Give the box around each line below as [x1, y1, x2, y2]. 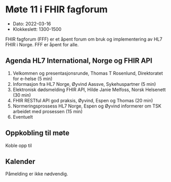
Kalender [5, 157, 35, 166]
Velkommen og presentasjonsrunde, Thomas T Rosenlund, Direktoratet [12, 70, 163, 76]
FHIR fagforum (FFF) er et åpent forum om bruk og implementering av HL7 [5, 36, 163, 42]
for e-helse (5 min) [12, 76, 53, 82]
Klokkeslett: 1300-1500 [12, 26, 62, 32]
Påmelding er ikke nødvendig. [5, 171, 68, 177]
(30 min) [12, 92, 31, 98]
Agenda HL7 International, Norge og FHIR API [5, 57, 153, 65]
